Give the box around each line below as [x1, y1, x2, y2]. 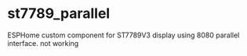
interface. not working [7, 38, 79, 47]
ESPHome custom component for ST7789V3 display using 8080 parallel [7, 30, 240, 40]
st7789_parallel [7, 5, 111, 23]
